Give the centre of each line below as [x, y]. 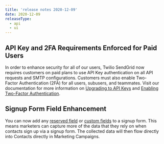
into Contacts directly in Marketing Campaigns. [53, 136]
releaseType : [18, 19]
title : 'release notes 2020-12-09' [41, 10]
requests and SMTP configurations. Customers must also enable [70, 78]
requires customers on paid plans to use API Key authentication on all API [79, 72]
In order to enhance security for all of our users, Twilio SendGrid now [75, 67]
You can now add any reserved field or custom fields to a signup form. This [81, 120]
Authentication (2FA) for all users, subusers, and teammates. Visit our [89, 83]
